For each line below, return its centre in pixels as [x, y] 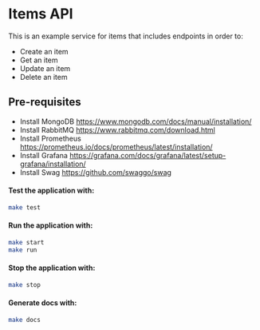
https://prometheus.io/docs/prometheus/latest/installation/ [116, 147]
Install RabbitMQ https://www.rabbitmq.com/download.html [117, 129]
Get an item [39, 60]
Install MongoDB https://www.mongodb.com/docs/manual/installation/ [136, 121]
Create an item [44, 51]
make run [23, 250]
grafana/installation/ [53, 164]
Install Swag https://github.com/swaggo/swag [95, 172]
